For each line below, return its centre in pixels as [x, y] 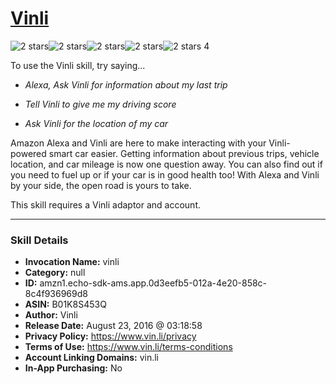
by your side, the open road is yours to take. [101, 185]
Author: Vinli [51, 315]
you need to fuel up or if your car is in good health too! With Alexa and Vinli [165, 174]
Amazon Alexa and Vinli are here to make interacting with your [138, 143]
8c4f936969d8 [56, 294]
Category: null [55, 273]
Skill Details [39, 240]
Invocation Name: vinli [72, 262]
